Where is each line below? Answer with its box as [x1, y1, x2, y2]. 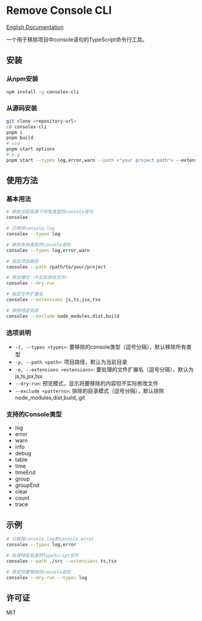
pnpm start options [6, 146, 55, 152]
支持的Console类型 [6, 410, 62, 418]
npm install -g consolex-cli [6, 88, 79, 95]
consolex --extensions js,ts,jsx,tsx [6, 297, 101, 303]
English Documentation [6, 23, 64, 31]
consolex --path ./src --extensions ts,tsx [6, 558, 117, 564]
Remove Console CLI [6, 4, 112, 17]
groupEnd [14, 482, 40, 489]
